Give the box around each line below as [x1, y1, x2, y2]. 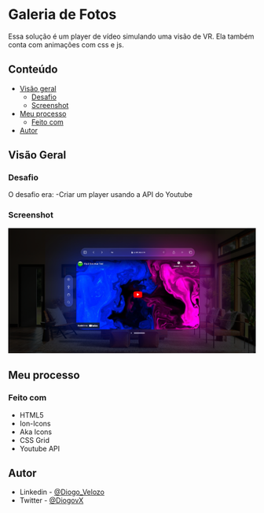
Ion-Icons [19, 418, 51, 428]
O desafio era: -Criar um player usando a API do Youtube [8, 190, 192, 199]
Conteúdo [8, 63, 58, 76]
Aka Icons [19, 427, 53, 437]
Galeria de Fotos [8, 6, 117, 24]
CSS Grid [19, 435, 49, 444]
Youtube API [19, 444, 60, 453]
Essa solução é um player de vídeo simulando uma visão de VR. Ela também [8, 32, 255, 41]
